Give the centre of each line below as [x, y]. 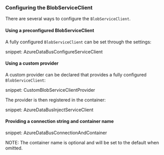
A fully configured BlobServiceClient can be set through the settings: [78, 42]
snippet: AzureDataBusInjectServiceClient [49, 110]
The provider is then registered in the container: [56, 100]
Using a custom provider [32, 63]
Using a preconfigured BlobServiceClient [50, 30]
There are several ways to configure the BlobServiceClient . [68, 19]
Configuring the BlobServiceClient [49, 8]
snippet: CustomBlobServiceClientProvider [50, 90]
